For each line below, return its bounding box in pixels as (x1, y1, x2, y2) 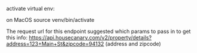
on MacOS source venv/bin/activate (6, 16, 95, 23)
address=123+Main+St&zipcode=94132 (6, 41, 104, 47)
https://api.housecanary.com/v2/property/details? (29, 34, 152, 41)
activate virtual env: (6, 5, 55, 12)
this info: (6, 34, 28, 41)
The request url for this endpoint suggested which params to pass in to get (6, 28, 191, 35)
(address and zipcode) (105, 41, 162, 47)
